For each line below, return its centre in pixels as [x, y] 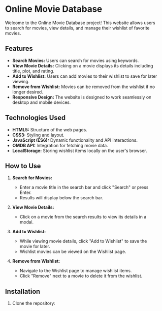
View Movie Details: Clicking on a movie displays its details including [83, 65]
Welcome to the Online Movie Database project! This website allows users [80, 23]
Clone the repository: [34, 303]
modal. [27, 222]
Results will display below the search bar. [61, 198]
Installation [23, 291]
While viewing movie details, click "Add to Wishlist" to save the [83, 241]
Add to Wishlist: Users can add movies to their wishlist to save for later [85, 76]
